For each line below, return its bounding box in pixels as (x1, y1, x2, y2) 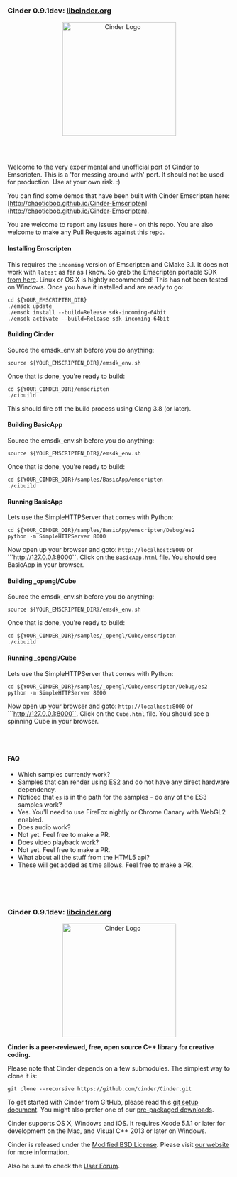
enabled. (17, 815, 44, 824)
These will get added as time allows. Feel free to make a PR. (17, 861, 194, 869)
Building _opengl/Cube (7, 577, 77, 585)
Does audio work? (17, 822, 71, 831)
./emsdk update (7, 302, 53, 310)
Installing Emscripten (7, 244, 72, 253)
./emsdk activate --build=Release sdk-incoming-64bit (7, 315, 170, 322)
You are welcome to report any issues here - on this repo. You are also (7, 221, 214, 229)
